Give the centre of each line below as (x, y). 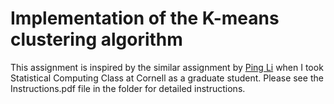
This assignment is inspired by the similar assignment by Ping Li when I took (167, 67)
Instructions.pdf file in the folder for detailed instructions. (128, 88)
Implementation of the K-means (145, 18)
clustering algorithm (96, 39)
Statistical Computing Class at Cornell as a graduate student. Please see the (167, 78)
